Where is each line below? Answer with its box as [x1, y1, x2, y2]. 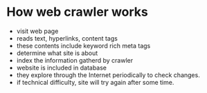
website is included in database [16, 63, 107, 72]
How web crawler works [6, 4, 148, 20]
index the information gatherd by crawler [16, 56, 133, 64]
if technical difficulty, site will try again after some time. [16, 78, 174, 86]
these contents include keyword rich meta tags [16, 41, 151, 50]
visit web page [16, 27, 59, 35]
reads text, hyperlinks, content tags [16, 34, 118, 42]
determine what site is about [16, 49, 98, 57]
